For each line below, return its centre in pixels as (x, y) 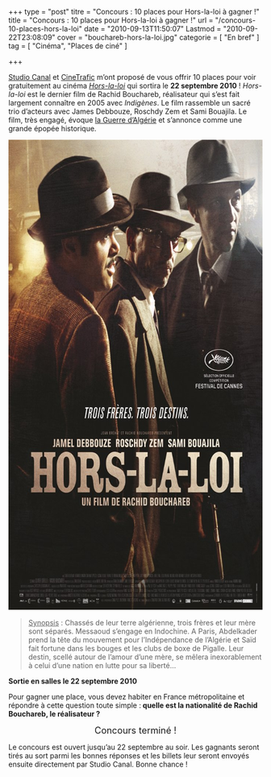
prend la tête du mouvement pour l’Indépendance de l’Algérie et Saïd (142, 640)
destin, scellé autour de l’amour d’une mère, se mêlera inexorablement (145, 657)
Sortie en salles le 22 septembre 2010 (73, 681)
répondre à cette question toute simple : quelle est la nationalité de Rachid (133, 705)
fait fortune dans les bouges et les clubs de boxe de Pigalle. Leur (136, 648)
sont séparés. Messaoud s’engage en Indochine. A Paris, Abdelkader (143, 631)
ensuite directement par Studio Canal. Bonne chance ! (98, 764)
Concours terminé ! (135, 730)
